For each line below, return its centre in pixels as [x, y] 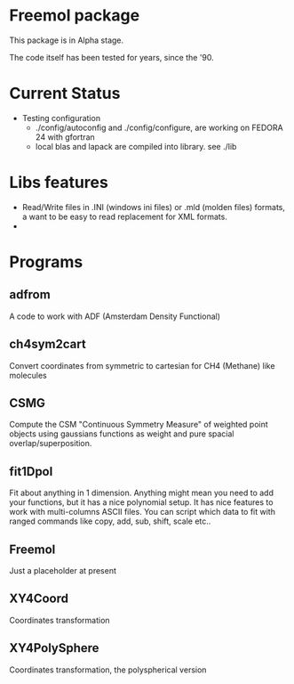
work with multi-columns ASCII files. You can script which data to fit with [142, 512]
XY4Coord [39, 599]
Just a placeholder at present [63, 571]
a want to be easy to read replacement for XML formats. [125, 216]
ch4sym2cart [48, 344]
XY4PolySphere [54, 648]
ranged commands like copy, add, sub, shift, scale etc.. [110, 521]
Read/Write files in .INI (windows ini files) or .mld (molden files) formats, [154, 207]
